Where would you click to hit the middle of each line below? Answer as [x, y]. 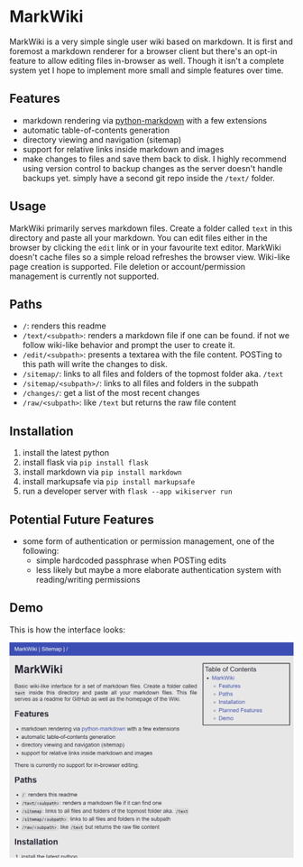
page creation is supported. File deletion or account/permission [128, 266]
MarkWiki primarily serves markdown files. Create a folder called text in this [151, 228]
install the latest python [66, 453]
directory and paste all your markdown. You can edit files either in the [138, 237]
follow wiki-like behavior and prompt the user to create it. [129, 346]
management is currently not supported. [84, 276]
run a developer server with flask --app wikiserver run [127, 491]
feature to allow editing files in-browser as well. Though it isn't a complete [147, 60]
